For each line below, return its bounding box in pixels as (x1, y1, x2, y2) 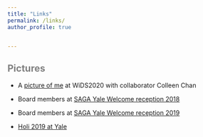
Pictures (7, 62, 46, 75)
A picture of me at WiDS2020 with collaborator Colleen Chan (17, 81, 197, 89)
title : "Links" (7, 10, 53, 18)
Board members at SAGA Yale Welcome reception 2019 (17, 109, 180, 117)
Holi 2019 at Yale (17, 122, 68, 131)
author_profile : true (7, 23, 72, 31)
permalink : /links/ (7, 17, 66, 24)
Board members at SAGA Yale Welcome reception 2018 (17, 95, 180, 104)
